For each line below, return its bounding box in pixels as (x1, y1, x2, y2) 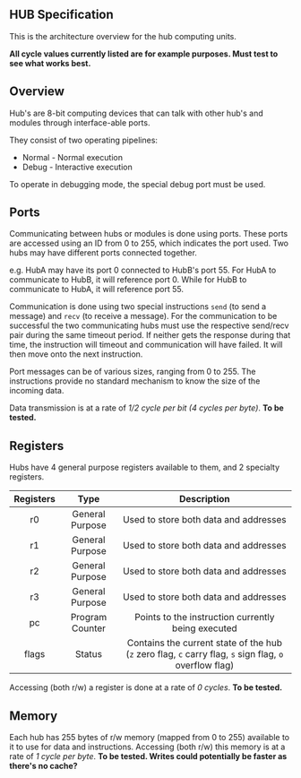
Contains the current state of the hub (126, 636, 282, 649)
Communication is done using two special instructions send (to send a (9, 301, 267, 312)
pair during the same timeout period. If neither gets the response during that (9, 330, 291, 341)
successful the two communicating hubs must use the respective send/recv (9, 320, 289, 331)
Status (74, 648, 103, 661)
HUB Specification (9, 7, 114, 22)
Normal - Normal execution (21, 151, 124, 162)
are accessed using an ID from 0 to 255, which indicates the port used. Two (9, 238, 289, 249)
